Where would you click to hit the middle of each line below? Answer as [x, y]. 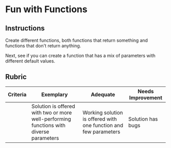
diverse [40, 132]
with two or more [52, 112]
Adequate [103, 94]
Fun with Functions [46, 9]
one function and [103, 125]
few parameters [101, 132]
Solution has [143, 119]
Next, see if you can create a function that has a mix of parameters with [80, 55]
